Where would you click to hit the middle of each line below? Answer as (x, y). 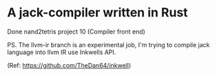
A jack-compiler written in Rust (97, 13)
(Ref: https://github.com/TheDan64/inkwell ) (69, 65)
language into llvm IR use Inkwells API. (62, 52)
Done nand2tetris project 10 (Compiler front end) (76, 31)
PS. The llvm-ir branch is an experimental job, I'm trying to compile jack (108, 45)
